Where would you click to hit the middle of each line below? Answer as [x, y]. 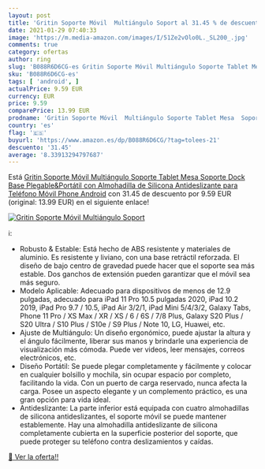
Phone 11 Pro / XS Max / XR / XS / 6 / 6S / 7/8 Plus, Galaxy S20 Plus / [131, 316]
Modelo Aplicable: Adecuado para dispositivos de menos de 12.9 [125, 291]
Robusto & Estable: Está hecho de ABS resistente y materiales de [125, 249]
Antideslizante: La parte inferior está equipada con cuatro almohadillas [134, 408]
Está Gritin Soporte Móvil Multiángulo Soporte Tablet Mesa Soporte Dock [127, 177]
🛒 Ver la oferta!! [34, 457]
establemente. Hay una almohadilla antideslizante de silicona [119, 425]
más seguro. [40, 283]
